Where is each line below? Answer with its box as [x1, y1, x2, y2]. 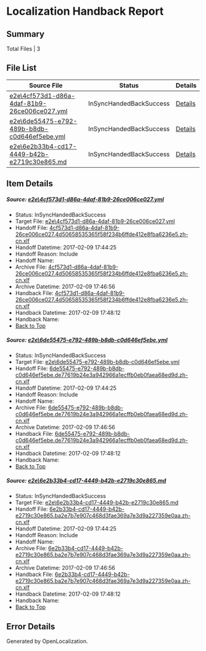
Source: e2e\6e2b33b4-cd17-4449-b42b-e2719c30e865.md [6, 476, 167, 484]
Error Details [6, 621, 55, 631]
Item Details [6, 178, 53, 189]
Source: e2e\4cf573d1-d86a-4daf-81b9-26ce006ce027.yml [6, 195, 164, 203]
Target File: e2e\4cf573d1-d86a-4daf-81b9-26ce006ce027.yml [15, 218, 175, 225]
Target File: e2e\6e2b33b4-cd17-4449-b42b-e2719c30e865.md [15, 499, 179, 507]
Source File [29, 81, 63, 90]
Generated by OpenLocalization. [6, 637, 88, 645]
